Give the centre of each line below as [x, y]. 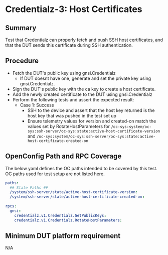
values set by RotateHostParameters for [69, 126]
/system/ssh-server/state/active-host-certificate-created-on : [77, 197]
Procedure [22, 61]
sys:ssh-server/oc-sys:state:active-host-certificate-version [94, 131]
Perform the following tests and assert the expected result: [73, 99]
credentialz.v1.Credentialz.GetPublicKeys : [60, 215]
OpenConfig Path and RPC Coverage [63, 156]
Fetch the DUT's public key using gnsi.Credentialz [64, 73]
